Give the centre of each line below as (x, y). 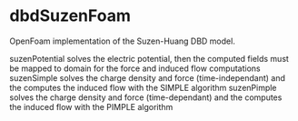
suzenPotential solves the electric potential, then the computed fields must (149, 58)
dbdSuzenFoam (70, 16)
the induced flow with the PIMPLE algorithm (91, 106)
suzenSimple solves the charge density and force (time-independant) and (148, 77)
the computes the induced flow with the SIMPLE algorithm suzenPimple (143, 87)
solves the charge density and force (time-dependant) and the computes (146, 97)
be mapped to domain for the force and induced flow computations (135, 68)
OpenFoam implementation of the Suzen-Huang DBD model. (123, 41)
